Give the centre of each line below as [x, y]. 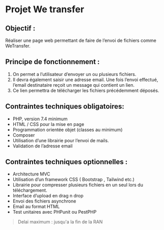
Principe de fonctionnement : [53, 62]
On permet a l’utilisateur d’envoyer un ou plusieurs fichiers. [74, 74]
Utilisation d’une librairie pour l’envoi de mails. [61, 140]
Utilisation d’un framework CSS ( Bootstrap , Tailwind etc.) [74, 180]
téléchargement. [30, 190]
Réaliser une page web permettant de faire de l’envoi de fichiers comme [81, 40]
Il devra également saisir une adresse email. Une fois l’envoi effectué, [85, 80]
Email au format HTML [36, 207]
